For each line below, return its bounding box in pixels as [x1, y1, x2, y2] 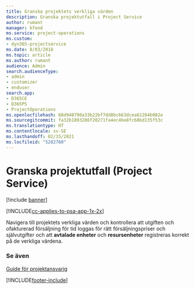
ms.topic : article [6, 52, 51, 58]
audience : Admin [6, 63, 46, 69]
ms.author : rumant [6, 57, 51, 63]
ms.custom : [6, 36, 33, 42]
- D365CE [6, 95, 27, 101]
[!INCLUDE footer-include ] [6, 276, 68, 284]
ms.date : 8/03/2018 [6, 47, 54, 53]
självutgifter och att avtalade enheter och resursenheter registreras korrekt [6, 231, 190, 238]
